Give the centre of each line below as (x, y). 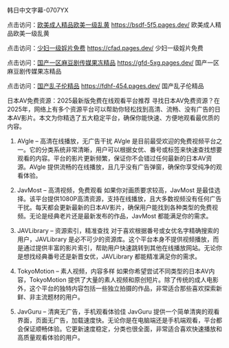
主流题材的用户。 (59, 297)
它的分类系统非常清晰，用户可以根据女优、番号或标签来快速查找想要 (126, 150)
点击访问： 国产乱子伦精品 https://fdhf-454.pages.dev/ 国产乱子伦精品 (106, 86)
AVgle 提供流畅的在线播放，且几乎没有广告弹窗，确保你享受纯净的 (123, 167)
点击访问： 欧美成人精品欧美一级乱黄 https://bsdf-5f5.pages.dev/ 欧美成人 (111, 25)
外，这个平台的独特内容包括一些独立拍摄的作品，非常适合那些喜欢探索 (117, 288)
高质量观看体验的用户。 (50, 337)
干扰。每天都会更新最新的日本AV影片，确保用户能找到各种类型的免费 (115, 207)
